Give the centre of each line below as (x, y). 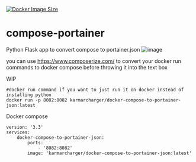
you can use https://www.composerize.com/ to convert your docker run (94, 61)
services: (18, 132)
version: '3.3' (25, 127)
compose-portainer (55, 33)
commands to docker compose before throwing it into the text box (87, 67)
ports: (36, 142)
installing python (29, 95)
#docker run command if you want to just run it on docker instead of (95, 90)
